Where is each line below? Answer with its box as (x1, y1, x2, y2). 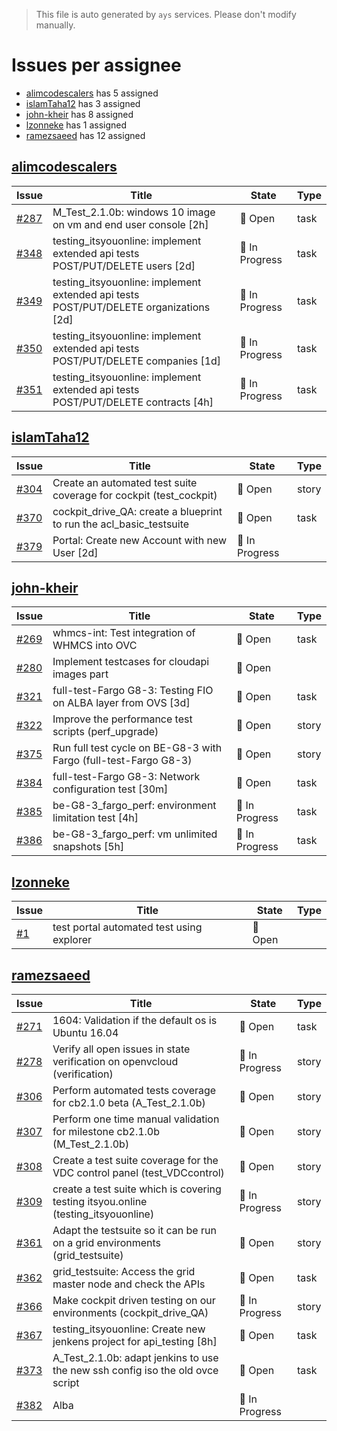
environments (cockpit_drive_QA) (52, 1306, 209, 1319)
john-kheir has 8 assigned (25, 108, 134, 120)
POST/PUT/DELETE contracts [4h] (52, 395, 214, 409)
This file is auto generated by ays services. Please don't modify (35, 9, 297, 20)
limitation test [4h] (52, 811, 139, 825)
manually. (35, 19, 76, 31)
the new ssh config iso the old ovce (52, 1364, 219, 1377)
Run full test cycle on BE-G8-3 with (52, 741, 223, 755)
